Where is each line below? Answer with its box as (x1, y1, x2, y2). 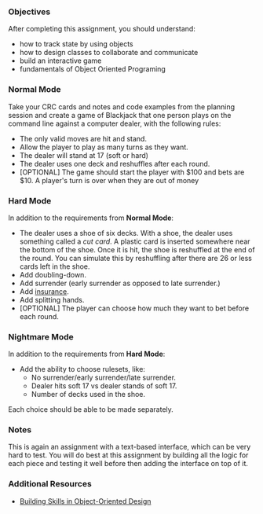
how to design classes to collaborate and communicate (19, 48, 199, 57)
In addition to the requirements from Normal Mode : (8, 213, 174, 222)
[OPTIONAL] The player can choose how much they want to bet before (19, 303, 250, 313)
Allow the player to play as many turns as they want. (19, 142, 188, 152)
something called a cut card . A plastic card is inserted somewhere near (19, 237, 250, 246)
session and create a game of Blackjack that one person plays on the (8, 110, 232, 119)
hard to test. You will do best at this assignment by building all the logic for (8, 450, 249, 460)
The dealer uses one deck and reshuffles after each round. (19, 159, 210, 168)
